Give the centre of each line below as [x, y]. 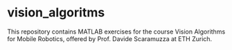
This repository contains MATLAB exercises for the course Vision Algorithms [116, 32]
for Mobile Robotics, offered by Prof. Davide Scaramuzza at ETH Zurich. [110, 38]
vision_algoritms [56, 13]
